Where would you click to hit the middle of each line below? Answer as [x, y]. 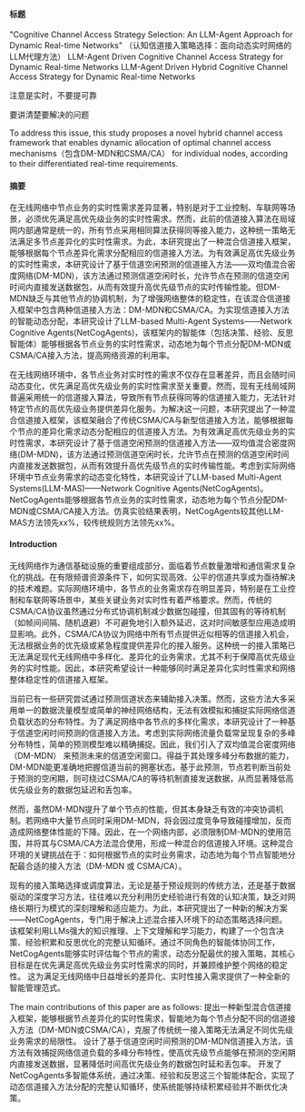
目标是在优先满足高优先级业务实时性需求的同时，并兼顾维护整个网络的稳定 [148, 965]
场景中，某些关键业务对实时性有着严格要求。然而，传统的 [164, 600]
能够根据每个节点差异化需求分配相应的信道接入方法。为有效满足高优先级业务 [152, 253]
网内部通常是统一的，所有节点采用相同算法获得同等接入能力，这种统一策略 [148, 230]
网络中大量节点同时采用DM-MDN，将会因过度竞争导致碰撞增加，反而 [162, 820]
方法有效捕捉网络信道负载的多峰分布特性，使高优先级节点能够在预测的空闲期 [152, 1052]
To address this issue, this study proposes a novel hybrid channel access [146, 133]
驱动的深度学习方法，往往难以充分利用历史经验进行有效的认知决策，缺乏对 [148, 896]
